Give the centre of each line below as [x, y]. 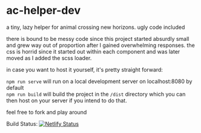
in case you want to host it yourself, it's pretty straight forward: [85, 69]
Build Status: [22, 123]
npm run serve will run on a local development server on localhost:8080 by [99, 81]
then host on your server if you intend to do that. [67, 101]
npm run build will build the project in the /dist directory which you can [96, 94]
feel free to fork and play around [47, 112]
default [15, 87]
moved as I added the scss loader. [49, 58]
